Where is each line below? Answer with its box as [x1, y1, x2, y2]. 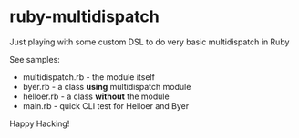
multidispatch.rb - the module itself [22, 71, 155, 83]
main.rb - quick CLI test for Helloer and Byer [22, 100, 190, 111]
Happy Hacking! [9, 118, 70, 129]
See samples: [9, 54, 61, 64]
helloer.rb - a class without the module [22, 91, 170, 102]
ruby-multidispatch [9, 6, 160, 27]
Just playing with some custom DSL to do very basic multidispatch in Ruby [9, 36, 290, 47]
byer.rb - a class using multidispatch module [22, 81, 191, 92]
